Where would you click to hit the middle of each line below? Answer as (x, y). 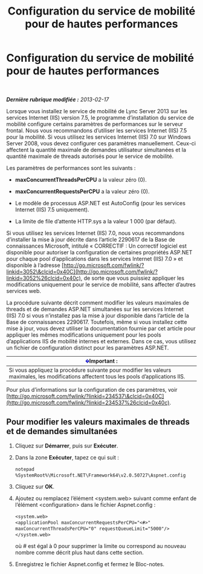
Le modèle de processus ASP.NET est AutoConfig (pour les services (100, 203)
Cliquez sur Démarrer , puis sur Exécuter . (66, 446)
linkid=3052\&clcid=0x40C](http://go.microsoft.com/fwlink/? (82, 271)
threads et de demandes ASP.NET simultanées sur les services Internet (95, 309)
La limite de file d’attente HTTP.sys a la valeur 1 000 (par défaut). (96, 221)
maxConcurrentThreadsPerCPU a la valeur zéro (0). (81, 179)
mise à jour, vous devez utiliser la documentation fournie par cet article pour (101, 328)
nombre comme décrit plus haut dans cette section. (79, 553)
